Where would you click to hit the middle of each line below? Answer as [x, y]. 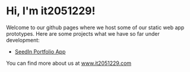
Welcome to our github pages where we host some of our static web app [95, 27]
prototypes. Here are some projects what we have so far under [83, 33]
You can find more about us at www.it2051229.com [69, 63]
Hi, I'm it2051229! [51, 11]
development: [23, 40]
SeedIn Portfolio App [40, 51]
